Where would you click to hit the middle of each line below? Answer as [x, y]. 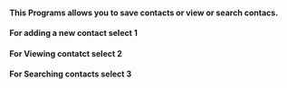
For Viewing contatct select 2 [66, 53]
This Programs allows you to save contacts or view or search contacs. [144, 13]
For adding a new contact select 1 [73, 33]
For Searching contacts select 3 [71, 74]
